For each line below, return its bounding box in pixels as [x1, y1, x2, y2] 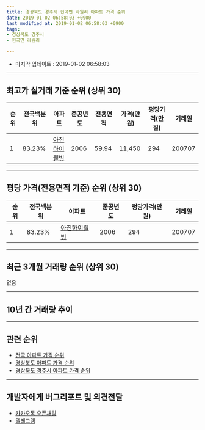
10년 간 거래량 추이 [6, 304, 73, 315]
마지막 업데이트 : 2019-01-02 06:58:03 [15, 60, 110, 67]
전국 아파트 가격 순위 [15, 352, 65, 359]
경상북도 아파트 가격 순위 [15, 359, 74, 366]
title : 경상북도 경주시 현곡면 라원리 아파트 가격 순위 [6, 9, 126, 15]
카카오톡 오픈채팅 [15, 409, 57, 417]
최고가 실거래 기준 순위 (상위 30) [6, 86, 121, 96]
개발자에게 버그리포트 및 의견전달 [6, 392, 123, 403]
